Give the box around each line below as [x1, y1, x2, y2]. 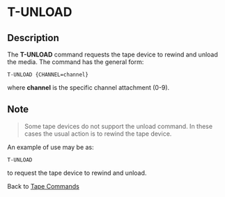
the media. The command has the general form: [7, 58, 144, 66]
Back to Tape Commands [7, 182, 80, 190]
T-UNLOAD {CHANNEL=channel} [7, 71, 89, 78]
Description [7, 32, 59, 44]
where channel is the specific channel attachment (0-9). [7, 84, 170, 91]
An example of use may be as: [7, 143, 94, 151]
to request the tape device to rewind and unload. [7, 168, 147, 177]
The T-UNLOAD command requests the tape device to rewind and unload [7, 50, 218, 58]
